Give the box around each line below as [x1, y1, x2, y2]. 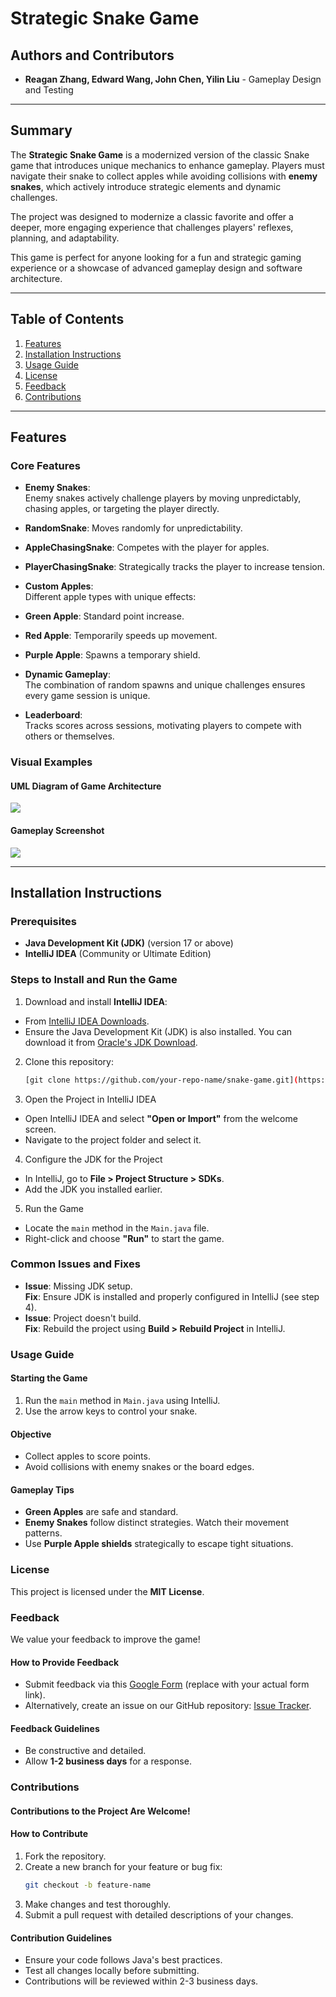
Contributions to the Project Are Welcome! [10, 1805, 191, 1817]
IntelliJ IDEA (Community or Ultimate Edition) [24, 948, 212, 960]
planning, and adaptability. [10, 232, 120, 244]
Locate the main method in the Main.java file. [24, 1222, 210, 1234]
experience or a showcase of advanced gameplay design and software [10, 262, 303, 274]
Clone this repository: [24, 1055, 114, 1067]
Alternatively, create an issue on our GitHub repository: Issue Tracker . [24, 1700, 312, 1712]
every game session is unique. [24, 690, 151, 702]
